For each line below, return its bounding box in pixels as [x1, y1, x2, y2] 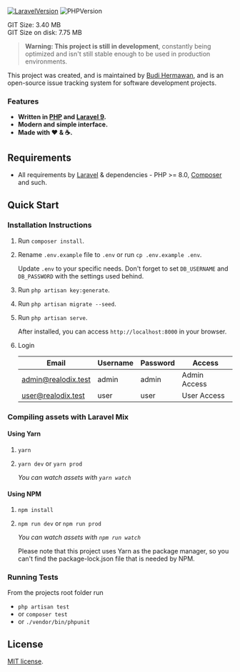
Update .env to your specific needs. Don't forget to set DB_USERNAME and [17, 264, 229, 273]
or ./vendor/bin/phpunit [17, 618, 91, 626]
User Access [181, 390, 225, 400]
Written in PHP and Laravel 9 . [17, 113, 106, 121]
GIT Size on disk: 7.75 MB [7, 29, 82, 36]
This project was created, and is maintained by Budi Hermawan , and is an [7, 71, 224, 79]
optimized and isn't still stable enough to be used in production [24, 50, 211, 58]
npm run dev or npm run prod [17, 519, 101, 528]
